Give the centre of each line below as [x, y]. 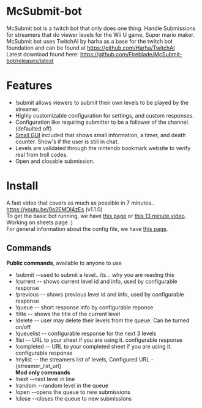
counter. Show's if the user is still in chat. [67, 142]
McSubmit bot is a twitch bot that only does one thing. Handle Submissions [101, 28]
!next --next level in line [45, 379]
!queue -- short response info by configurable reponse [84, 307]
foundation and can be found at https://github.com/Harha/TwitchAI [91, 48]
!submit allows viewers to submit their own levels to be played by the [102, 102]
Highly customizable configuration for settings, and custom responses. [105, 115]
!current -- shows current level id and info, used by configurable [96, 281]
